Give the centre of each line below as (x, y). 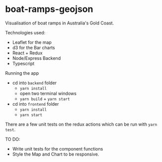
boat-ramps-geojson (49, 9)
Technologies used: (25, 32)
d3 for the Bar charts (34, 47)
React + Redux (27, 53)
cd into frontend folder (36, 104)
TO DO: (13, 139)
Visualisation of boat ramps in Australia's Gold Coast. (60, 23)
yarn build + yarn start (45, 99)
